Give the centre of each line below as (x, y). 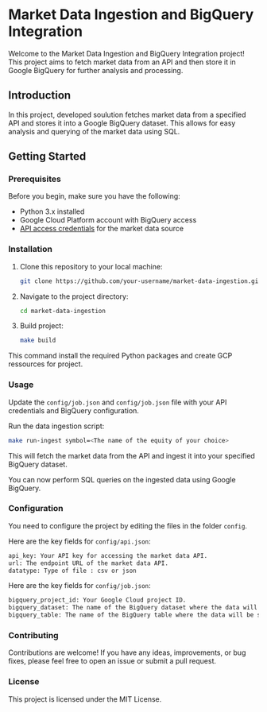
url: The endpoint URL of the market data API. (89, 563)
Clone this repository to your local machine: (91, 266)
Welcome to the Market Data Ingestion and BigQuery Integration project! (126, 53)
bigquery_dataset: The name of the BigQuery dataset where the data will (133, 608)
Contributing (33, 635)
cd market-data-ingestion (62, 311)
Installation (31, 250)
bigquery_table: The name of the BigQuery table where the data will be (131, 615)
